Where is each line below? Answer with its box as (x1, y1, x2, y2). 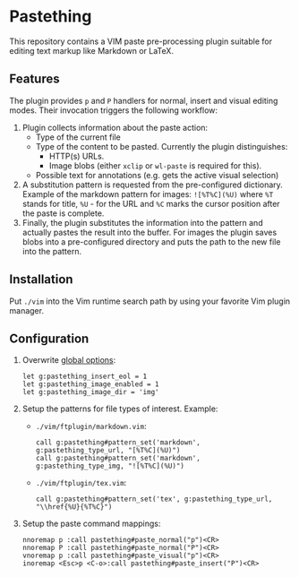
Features (9, 72, 60, 87)
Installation (9, 271, 73, 288)
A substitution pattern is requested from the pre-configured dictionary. (21, 179, 284, 190)
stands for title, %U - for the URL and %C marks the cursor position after (21, 198, 280, 209)
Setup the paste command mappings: (21, 518, 161, 530)
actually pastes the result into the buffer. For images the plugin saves (21, 227, 278, 237)
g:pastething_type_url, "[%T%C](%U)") (35, 446, 181, 455)
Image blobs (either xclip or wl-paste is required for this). (48, 159, 262, 171)
